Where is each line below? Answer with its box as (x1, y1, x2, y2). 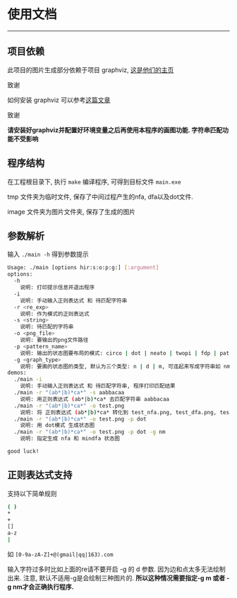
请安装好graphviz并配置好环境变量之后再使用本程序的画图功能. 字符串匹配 (7, 125, 223, 134)
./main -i (13, 376, 42, 383)
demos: (7, 369, 27, 377)
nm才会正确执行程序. (13, 582, 74, 591)
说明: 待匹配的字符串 (20, 323, 74, 331)
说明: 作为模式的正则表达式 (20, 310, 90, 317)
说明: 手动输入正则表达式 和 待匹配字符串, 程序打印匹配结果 (20, 382, 176, 389)
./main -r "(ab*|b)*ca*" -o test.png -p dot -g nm (13, 428, 166, 435)
